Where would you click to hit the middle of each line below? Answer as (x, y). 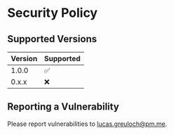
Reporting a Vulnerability (63, 107)
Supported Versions (52, 39)
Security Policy (53, 13)
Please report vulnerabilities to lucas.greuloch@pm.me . (87, 124)
